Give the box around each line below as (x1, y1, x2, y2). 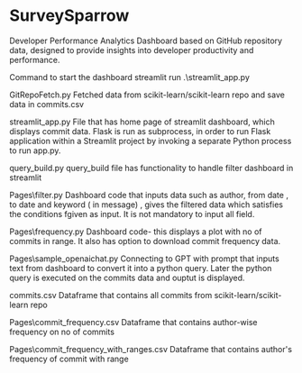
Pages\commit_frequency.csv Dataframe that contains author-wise (9, 316, 258, 327)
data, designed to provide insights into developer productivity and (9, 44, 254, 55)
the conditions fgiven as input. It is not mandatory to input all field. (9, 208, 255, 219)
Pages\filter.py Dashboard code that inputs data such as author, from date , (9, 189, 288, 200)
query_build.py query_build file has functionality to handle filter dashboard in (9, 162, 294, 173)
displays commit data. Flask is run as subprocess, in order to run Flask (9, 125, 271, 136)
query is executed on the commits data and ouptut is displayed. (9, 272, 245, 283)
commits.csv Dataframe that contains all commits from (9, 289, 213, 300)
